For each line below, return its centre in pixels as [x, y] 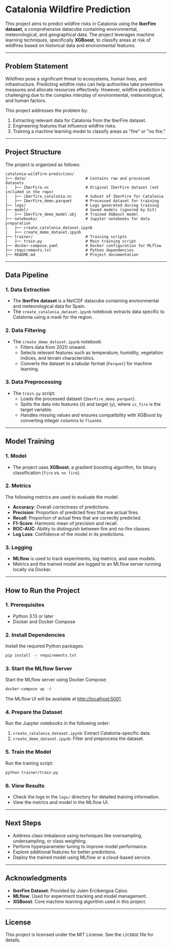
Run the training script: [29, 763]
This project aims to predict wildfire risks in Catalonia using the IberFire [81, 24]
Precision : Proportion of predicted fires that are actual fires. [76, 512]
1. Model [16, 456]
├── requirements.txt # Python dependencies [70, 250]
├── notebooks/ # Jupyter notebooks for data [78, 219]
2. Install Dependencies [35, 635]
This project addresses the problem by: [47, 110]
